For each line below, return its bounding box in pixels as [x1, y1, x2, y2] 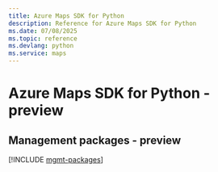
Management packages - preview [8, 133, 182, 147]
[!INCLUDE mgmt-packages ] [8, 155, 103, 164]
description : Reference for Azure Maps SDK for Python [8, 19, 197, 27]
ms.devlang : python [8, 42, 74, 50]
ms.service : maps [8, 49, 67, 57]
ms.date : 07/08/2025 [8, 27, 78, 35]
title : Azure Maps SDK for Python [8, 11, 125, 20]
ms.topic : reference [8, 34, 78, 43]
